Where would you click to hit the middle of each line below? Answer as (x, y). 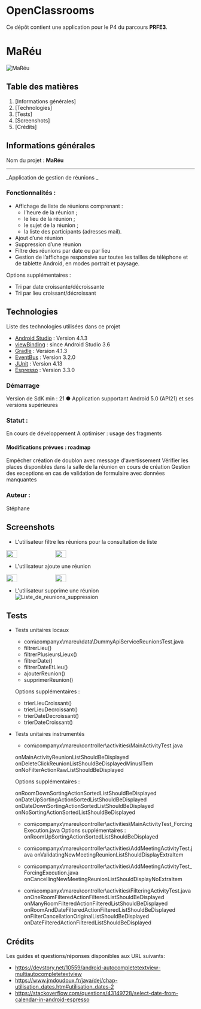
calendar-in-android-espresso (52, 999)
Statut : (17, 420)
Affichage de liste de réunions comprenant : (69, 206)
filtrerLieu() (38, 648)
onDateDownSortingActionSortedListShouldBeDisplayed (84, 806)
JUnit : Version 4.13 (39, 363)
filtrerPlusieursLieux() (51, 654)
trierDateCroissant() (48, 722)
